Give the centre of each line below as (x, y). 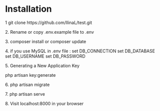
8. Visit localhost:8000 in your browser (44, 103)
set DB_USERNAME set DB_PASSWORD (45, 56)
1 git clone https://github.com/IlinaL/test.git (49, 22)
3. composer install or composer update (46, 41)
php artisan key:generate (31, 75)
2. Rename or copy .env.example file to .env (50, 32)
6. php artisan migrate (28, 85)
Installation (29, 9)
